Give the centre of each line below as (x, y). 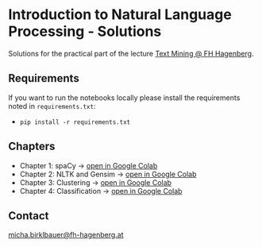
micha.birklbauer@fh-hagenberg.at (66, 235)
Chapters (32, 147)
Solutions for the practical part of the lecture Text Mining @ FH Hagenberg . (131, 53)
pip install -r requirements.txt (75, 122)
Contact (29, 216)
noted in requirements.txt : (52, 106)
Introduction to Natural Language (120, 15)
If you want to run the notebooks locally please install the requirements (124, 98)
